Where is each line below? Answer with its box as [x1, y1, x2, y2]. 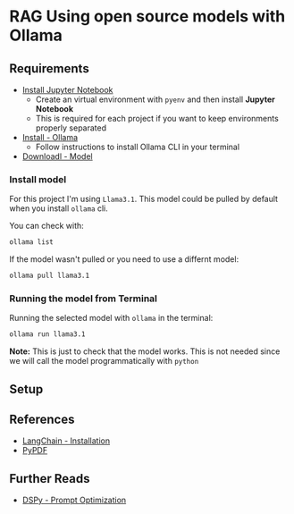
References [9, 412, 75, 426]
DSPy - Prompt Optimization [21, 494, 127, 506]
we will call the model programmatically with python [9, 356, 199, 367]
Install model [9, 173, 67, 185]
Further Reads [9, 471, 90, 486]
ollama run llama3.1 [9, 330, 87, 339]
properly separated [35, 122, 107, 133]
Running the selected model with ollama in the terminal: [9, 313, 214, 324]
